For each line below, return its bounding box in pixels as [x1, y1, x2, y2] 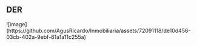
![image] [6, 20, 27, 27]
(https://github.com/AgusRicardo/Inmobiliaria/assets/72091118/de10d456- [6, 27, 191, 34]
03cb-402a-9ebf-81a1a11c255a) [6, 33, 87, 41]
